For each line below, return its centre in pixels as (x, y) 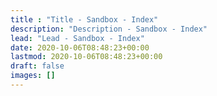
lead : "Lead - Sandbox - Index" (77, 38)
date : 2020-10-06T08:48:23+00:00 (80, 47)
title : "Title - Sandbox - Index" (84, 19)
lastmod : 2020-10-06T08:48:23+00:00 (86, 57)
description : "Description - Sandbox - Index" (109, 29)
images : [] (33, 76)
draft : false (37, 66)
